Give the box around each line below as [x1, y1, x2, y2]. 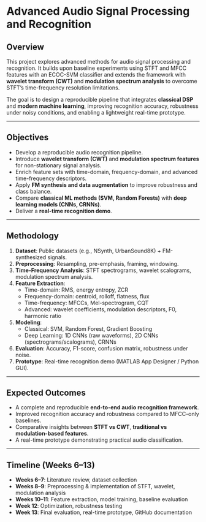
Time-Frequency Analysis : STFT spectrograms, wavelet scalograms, [15, 267, 191, 274]
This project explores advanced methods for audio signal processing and [6, 58, 191, 65]
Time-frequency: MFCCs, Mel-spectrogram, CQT [24, 299, 149, 306]
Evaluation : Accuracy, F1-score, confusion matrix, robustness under [15, 344, 188, 352]
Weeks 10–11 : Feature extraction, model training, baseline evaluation [15, 496, 188, 503]
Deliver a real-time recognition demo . [15, 207, 112, 214]
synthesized [15, 253, 47, 261]
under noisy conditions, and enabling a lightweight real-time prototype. [6, 109, 186, 116]
